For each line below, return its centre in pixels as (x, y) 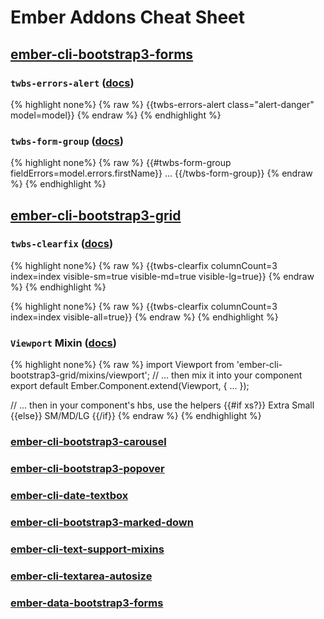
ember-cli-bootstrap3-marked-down (102, 522)
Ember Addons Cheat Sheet (128, 17)
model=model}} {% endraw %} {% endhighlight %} (116, 115)
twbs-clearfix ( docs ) (62, 244)
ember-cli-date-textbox (69, 495)
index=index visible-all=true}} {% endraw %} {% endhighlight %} (144, 317)
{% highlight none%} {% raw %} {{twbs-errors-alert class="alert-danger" (162, 104)
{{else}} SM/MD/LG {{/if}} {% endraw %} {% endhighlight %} (136, 416)
